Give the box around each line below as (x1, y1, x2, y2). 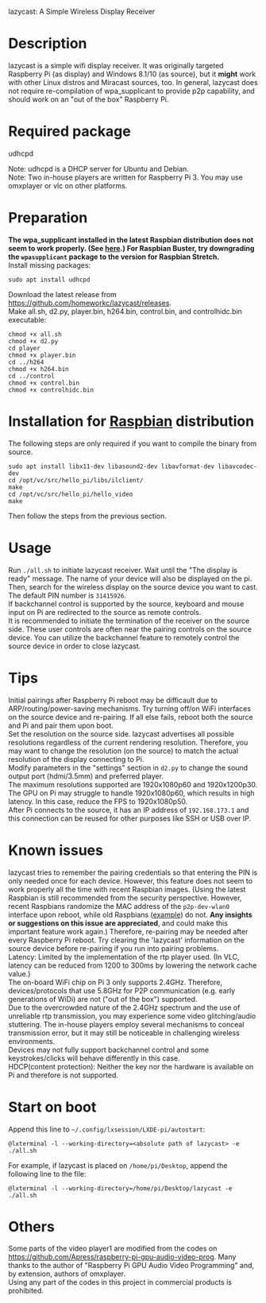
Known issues (8, 841, 103, 859)
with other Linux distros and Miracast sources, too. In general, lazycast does (8, 77, 258, 87)
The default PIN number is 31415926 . (8, 590, 127, 600)
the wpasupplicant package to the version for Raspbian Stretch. (8, 252, 220, 261)
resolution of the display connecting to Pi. (8, 754, 145, 764)
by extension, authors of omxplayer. (8, 1269, 125, 1278)
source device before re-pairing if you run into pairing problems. (8, 943, 219, 953)
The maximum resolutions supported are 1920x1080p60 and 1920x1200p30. (8, 779, 258, 789)
